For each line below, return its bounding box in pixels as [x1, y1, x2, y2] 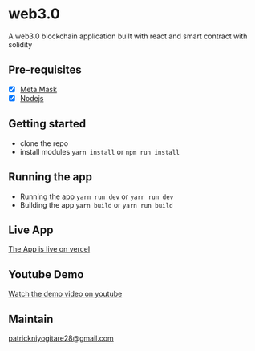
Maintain [8, 312, 54, 325]
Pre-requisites [8, 63, 82, 77]
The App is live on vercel [8, 244, 91, 254]
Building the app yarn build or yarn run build [19, 200, 174, 209]
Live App [8, 223, 54, 236]
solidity [8, 39, 33, 49]
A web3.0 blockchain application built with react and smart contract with [8, 31, 248, 41]
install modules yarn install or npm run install [19, 147, 180, 156]
